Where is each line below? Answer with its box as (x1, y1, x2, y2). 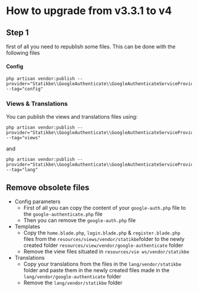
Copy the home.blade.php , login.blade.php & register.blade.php (23, 229, 181, 236)
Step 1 (6, 28, 29, 38)
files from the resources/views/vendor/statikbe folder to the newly (23, 236, 184, 243)
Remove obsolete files (6, 182, 90, 192)
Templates (14, 223, 40, 230)
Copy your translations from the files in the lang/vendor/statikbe (23, 260, 181, 268)
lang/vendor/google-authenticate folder (23, 273, 122, 280)
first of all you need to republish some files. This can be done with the (6, 43, 176, 50)
